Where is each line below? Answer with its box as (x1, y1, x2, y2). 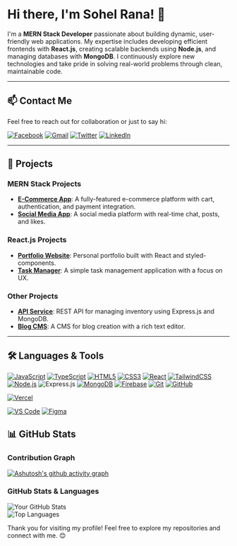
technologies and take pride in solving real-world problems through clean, (7, 59, 223, 68)
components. (17, 259, 56, 267)
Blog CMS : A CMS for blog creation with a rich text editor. (17, 322, 186, 330)
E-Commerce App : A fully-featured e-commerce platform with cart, (17, 195, 215, 204)
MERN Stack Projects (7, 179, 82, 189)
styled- (185, 251, 207, 259)
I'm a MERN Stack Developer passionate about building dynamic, (7, 30, 197, 38)
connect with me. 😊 (7, 531, 66, 540)
